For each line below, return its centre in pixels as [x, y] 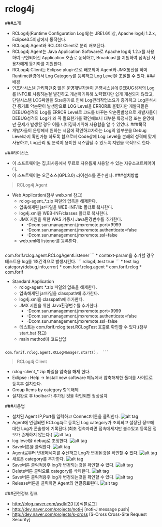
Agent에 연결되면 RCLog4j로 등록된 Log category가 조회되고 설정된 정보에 [83, 422]
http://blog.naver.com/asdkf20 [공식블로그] [54, 504]
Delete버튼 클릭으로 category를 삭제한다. [51, 471]
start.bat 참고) [33, 333]
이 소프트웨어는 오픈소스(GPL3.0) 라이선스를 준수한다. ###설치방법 [75, 175]
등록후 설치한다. [27, 383]
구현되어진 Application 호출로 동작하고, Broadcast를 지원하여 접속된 [86, 57]
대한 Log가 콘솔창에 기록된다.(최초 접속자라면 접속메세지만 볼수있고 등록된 [82, 428]
